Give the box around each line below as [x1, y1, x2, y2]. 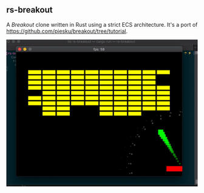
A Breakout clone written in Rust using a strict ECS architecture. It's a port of [6, 21, 198, 28]
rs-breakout [6, 5, 53, 15]
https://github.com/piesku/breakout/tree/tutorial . [6, 27, 128, 35]
